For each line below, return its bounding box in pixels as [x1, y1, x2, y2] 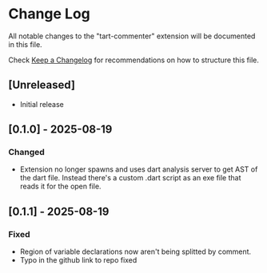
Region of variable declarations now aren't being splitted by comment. [19, 247, 252, 256]
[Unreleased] [8, 78, 76, 92]
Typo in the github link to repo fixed [19, 255, 137, 265]
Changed [8, 147, 46, 158]
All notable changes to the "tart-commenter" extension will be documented [8, 31, 256, 41]
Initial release [19, 99, 64, 109]
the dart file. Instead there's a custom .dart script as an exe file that [19, 173, 241, 183]
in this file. [8, 39, 42, 49]
